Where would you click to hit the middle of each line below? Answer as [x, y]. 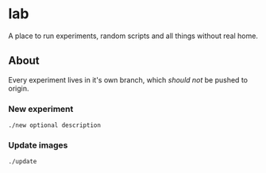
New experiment [41, 109]
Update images [38, 145]
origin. [19, 88]
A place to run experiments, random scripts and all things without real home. [133, 36]
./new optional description [55, 125]
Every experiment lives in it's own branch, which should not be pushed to [128, 79]
